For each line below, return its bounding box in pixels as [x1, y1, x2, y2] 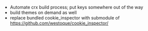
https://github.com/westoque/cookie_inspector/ [9, 20, 108, 26]
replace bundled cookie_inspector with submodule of [9, 15, 120, 20]
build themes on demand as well [9, 9, 77, 15]
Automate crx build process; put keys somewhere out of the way [9, 4, 143, 10]
